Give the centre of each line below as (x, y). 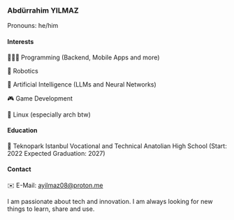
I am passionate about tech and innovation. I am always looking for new (110, 201)
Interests (21, 41)
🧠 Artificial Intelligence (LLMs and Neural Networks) (82, 84)
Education (22, 131)
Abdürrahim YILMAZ (43, 10)
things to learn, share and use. (51, 209)
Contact (19, 169)
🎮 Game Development (40, 98)
